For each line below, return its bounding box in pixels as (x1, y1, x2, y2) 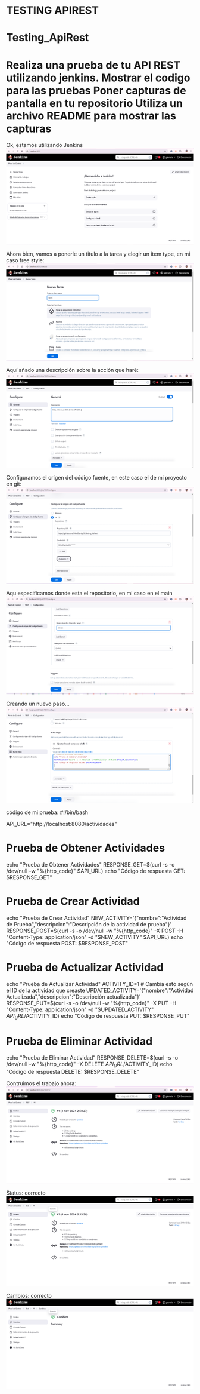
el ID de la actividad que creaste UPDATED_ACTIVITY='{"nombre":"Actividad (6, 987, 194, 994)
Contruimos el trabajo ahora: (6, 1080, 76, 1087)
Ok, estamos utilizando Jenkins (6, 142, 83, 149)
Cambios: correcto (6, 1292, 52, 1299)
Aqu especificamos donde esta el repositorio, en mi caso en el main (6, 589, 173, 597)
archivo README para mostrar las (6, 109, 177, 122)
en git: (6, 480, 22, 487)
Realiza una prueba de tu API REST (6, 58, 181, 72)
